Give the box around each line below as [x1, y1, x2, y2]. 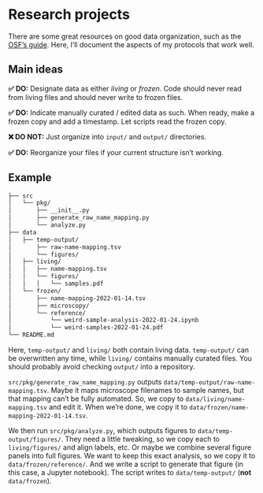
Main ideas [8, 63, 64, 76]
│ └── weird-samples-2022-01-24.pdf [8, 324, 164, 332]
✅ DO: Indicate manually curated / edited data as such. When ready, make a [8, 108, 255, 117]
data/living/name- [185, 395, 246, 403]
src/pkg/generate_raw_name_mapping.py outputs [8, 377, 162, 387]
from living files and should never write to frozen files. [8, 92, 183, 102]
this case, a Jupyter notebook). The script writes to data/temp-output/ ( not [8, 468, 252, 477]
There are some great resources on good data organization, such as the [8, 32, 242, 41]
